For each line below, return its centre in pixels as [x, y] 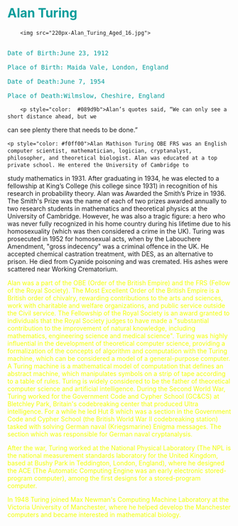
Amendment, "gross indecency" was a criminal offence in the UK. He [108, 246]
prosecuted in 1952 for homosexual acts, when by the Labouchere [104, 238]
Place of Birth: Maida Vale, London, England [88, 67]
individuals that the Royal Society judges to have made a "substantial [108, 320]
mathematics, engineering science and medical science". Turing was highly [118, 335]
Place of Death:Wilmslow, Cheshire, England [86, 95]
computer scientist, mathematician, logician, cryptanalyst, [100, 151]
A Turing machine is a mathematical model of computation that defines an [115, 366]
